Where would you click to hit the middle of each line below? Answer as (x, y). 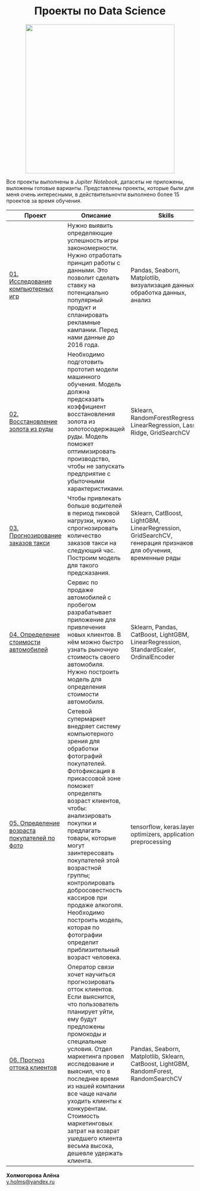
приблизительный (94, 950)
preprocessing (151, 842)
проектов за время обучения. (44, 200)
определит (83, 942)
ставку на (82, 285)
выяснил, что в (89, 1071)
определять (85, 793)
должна (79, 392)
